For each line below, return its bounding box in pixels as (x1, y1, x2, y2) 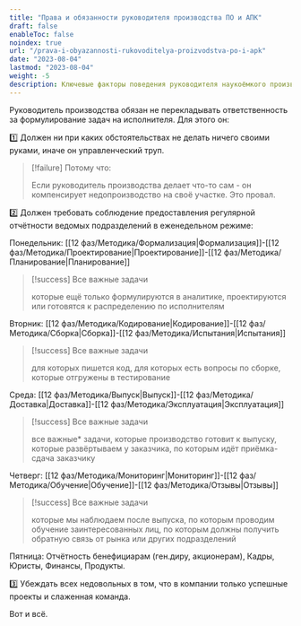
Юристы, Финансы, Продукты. (9, 560, 125, 570)
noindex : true (9, 38, 63, 48)
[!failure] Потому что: (30, 162, 112, 173)
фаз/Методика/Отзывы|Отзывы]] (153, 479, 279, 490)
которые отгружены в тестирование (30, 371, 171, 382)
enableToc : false (9, 30, 74, 39)
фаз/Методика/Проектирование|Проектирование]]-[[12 (9, 247, 222, 257)
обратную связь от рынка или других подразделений (30, 533, 236, 543)
